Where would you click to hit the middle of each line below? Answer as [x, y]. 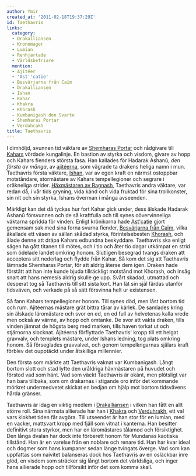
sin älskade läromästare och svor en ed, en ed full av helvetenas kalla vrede [98, 313]
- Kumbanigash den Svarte [43, 115]
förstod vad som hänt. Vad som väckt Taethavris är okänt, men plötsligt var [97, 375]
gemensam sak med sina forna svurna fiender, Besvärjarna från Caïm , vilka [97, 227]
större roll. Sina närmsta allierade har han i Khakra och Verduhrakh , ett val [95, 411]
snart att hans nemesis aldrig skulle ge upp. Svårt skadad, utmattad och [93, 277]
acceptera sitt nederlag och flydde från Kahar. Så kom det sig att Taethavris [97, 259]
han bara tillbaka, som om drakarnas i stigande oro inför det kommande [92, 381]
